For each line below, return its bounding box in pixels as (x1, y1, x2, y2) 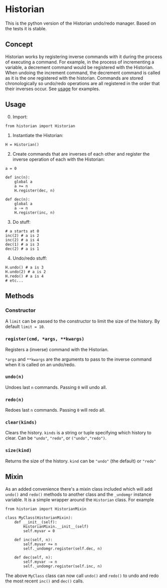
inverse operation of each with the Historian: (12, 156, 105, 162)
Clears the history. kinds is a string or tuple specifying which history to (5, 430, 152, 436)
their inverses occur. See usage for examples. (5, 86, 101, 92)
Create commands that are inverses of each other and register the (12, 151, 150, 157)
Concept (5, 40, 33, 49)
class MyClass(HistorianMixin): (5, 515, 73, 520)
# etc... (5, 278, 24, 283)
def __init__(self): (14, 519, 57, 525)
